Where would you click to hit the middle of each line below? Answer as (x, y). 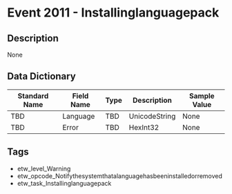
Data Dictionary (41, 76)
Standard (33, 96)
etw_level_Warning (44, 168)
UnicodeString (152, 116)
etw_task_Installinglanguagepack (64, 183)
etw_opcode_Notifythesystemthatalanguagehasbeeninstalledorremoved (120, 176)
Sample (202, 96)
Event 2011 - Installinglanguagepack (113, 13)
